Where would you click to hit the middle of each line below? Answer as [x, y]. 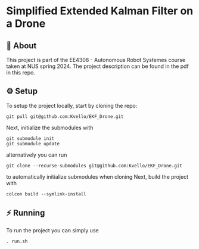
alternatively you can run [37, 155]
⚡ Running [26, 213]
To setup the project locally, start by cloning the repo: [72, 105]
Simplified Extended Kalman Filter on [100, 11]
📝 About [21, 46]
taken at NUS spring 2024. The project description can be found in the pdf [97, 66]
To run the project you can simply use [53, 230]
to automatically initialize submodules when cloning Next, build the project [97, 176]
